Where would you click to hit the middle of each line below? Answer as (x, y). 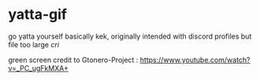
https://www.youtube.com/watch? (195, 60)
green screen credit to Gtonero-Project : (73, 60)
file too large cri (34, 44)
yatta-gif (37, 15)
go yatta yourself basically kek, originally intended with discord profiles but (130, 36)
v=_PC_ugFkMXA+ (38, 68)
